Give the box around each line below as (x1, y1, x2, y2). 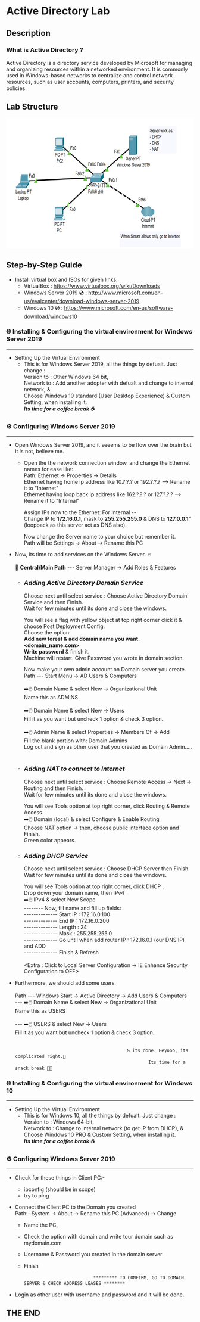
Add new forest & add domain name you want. (23, 636, 140, 643)
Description (6, 28, 51, 38)
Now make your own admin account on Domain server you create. (23, 666, 186, 673)
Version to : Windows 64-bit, (23, 1118, 94, 1125)
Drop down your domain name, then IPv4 (23, 889, 125, 896)
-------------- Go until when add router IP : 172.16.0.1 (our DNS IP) (23, 936, 185, 943)
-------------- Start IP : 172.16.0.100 (23, 910, 111, 918)
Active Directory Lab (6, 4, 110, 18)
